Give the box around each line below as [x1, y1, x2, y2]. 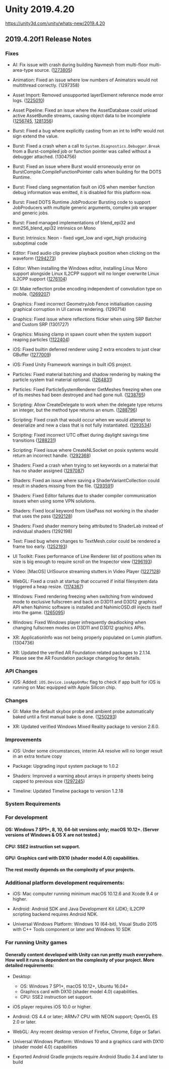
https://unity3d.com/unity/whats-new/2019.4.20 [5, 20, 105, 26]
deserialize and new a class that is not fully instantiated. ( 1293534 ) [12, 422, 151, 428]
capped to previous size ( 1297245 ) [12, 778, 85, 784]
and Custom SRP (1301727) [12, 321, 69, 327]
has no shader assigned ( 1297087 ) [12, 468, 85, 474]
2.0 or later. [12, 1019, 37, 1025]
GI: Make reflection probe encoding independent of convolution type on [12, 286, 162, 292]
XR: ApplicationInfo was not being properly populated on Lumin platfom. [12, 634, 163, 640]
